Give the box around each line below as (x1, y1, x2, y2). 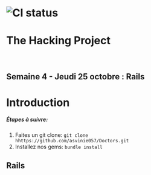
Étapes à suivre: (6, 116, 48, 124)
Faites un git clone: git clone (14, 131, 89, 139)
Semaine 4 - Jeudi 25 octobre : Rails (6, 71, 145, 82)
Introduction (6, 96, 70, 109)
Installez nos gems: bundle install (14, 143, 103, 150)
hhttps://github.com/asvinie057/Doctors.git (14, 137, 129, 144)
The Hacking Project (6, 34, 111, 48)
